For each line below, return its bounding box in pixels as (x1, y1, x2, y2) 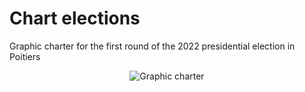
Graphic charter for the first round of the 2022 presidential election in (9, 40, 296, 52)
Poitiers (9, 50, 41, 62)
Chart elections (9, 7, 141, 30)
